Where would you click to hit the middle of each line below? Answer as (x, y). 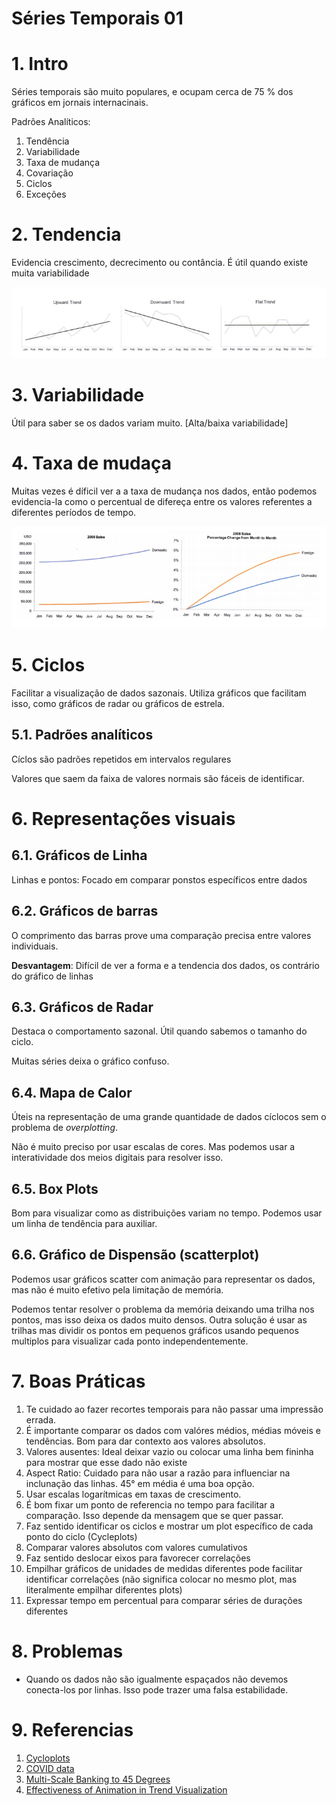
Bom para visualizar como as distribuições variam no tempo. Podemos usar (167, 1213)
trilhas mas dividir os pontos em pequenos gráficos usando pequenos (155, 1330)
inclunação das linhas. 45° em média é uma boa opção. (140, 1483)
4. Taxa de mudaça (91, 463)
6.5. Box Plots (55, 1188)
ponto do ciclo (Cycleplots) (81, 1536)
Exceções (46, 194)
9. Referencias (72, 1729)
